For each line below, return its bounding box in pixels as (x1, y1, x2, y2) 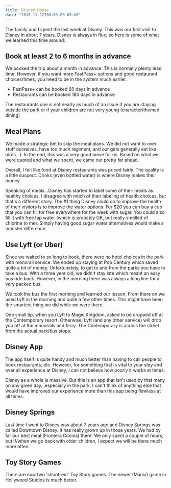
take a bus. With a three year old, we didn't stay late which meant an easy (5, 270, 161, 276)
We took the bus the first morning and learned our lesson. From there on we (5, 290, 165, 297)
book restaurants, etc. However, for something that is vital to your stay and (5, 361, 162, 368)
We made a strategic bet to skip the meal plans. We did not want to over (5, 141, 157, 147)
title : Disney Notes (5, 7, 50, 13)
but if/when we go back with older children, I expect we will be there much (5, 437, 162, 444)
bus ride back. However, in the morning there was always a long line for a (5, 275, 160, 281)
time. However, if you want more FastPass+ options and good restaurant (5, 71, 158, 77)
